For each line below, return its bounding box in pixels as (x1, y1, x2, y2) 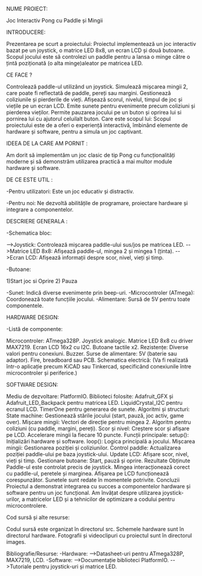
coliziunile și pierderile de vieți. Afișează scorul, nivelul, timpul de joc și (6, 96, 183, 103)
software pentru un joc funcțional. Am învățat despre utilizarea (6, 489, 162, 496)
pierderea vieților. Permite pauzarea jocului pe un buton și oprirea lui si (6, 109, 182, 116)
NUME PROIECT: (6, 5, 48, 12)
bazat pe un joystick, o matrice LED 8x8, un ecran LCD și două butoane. (6, 47, 185, 54)
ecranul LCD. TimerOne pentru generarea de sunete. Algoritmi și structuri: (6, 405, 190, 413)
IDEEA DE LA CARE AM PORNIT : (6, 140, 88, 147)
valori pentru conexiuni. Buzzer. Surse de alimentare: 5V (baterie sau (6, 350, 177, 357)
